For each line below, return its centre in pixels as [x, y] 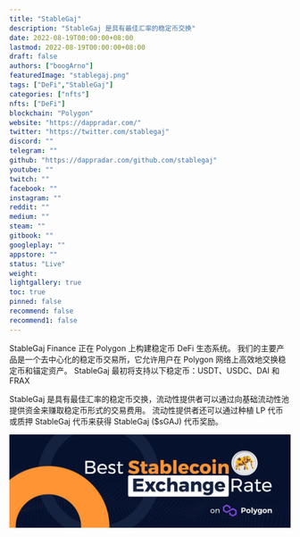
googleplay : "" [37, 245]
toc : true [28, 292]
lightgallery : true [46, 283]
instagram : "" [36, 198]
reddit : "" [29, 207]
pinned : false [36, 302]
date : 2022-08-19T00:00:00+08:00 [71, 38]
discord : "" [31, 142]
